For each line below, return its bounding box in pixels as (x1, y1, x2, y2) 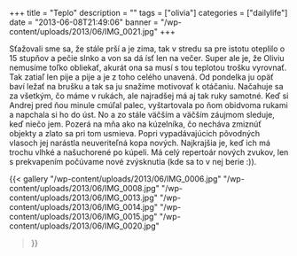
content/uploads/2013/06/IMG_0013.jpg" (9, 192, 158, 203)
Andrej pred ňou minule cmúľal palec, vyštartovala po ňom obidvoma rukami (9, 100, 288, 110)
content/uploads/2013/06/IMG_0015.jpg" (9, 212, 158, 221)
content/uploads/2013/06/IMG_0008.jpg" (9, 183, 160, 193)
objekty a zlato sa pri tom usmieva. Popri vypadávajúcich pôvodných (9, 128, 261, 138)
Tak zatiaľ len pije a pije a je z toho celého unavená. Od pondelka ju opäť (9, 72, 274, 82)
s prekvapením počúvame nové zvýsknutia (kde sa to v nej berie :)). (9, 157, 257, 167)
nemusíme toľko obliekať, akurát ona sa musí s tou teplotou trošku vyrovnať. (9, 62, 287, 73)
